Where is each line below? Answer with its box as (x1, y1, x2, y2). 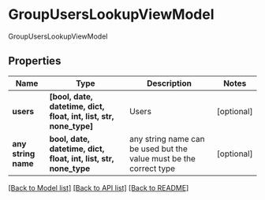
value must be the (129, 153, 196, 164)
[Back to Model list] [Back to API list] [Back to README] (8, 183, 189, 192)
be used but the (129, 143, 188, 154)
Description (147, 77, 192, 88)
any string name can (129, 133, 205, 144)
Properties (8, 54, 62, 68)
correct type (129, 163, 176, 174)
